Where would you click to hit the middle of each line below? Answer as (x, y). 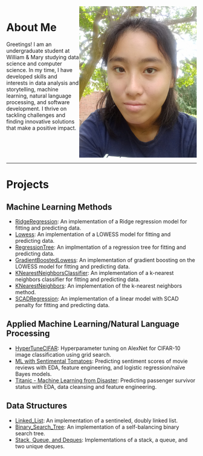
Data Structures (37, 406)
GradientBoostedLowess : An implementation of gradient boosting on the (105, 260)
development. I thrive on (37, 108)
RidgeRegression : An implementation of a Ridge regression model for (101, 221)
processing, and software (38, 102)
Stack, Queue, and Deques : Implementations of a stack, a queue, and (101, 440)
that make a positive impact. (41, 128)
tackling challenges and (36, 115)
